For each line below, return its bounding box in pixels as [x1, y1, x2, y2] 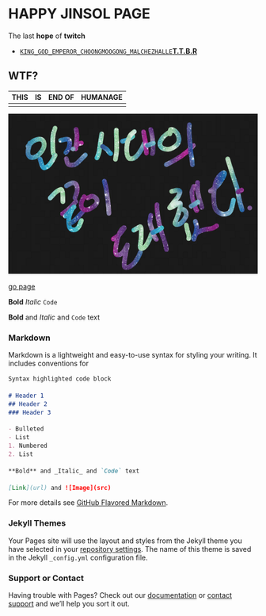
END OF [48, 93, 75, 102]
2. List [8, 450, 34, 458]
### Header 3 [8, 408, 51, 416]
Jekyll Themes [8, 518, 66, 529]
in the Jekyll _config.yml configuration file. [8, 553, 148, 562]
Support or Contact [8, 572, 85, 583]
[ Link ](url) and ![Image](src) [8, 484, 112, 492]
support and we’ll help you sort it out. [8, 599, 130, 609]
